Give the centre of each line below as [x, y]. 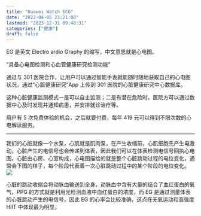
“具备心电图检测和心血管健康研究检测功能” [58, 65]
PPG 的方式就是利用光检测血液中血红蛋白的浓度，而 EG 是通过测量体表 [103, 192]
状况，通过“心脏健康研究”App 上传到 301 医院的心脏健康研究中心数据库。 [96, 85]
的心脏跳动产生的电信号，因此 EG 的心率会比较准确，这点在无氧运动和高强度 [100, 200]
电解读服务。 [22, 125]
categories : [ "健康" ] [32, 28]
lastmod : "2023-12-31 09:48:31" [46, 23]
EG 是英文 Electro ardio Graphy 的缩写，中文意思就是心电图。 [82, 52]
